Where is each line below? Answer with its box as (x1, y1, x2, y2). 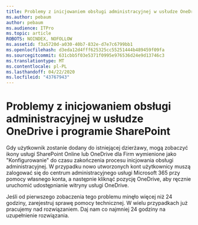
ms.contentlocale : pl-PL (6, 63, 67, 70)
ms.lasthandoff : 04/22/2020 (6, 69, 75, 75)
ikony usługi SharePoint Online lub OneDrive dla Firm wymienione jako (6, 151, 177, 158)
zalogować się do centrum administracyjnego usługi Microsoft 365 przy (6, 169, 180, 177)
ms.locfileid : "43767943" (6, 74, 70, 80)
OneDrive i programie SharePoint (6, 125, 171, 138)
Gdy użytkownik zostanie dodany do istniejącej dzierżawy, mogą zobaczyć (6, 144, 189, 151)
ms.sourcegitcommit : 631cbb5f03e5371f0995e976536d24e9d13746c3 (6, 52, 165, 58)
